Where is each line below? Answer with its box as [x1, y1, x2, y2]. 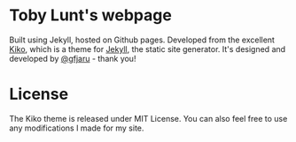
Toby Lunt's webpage [9, 5, 173, 26]
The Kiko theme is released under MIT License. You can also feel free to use [9, 113, 288, 123]
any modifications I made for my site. [9, 123, 144, 133]
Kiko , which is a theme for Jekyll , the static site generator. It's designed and [9, 43, 286, 54]
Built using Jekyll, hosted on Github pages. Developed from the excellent [9, 34, 275, 45]
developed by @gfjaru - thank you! [9, 53, 136, 64]
